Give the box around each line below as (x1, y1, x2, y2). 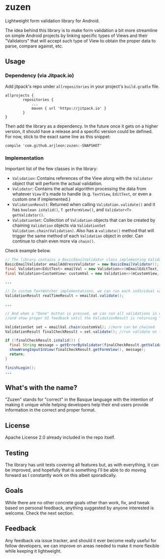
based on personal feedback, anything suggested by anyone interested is (5, 505, 154, 511)
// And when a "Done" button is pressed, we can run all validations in (5, 311, 157, 316)
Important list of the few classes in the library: (5, 166, 98, 172)
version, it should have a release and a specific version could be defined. (5, 128, 153, 134)
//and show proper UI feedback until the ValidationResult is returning (5, 315, 157, 320)
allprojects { (5, 93, 34, 98)
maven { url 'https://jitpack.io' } (31, 105, 107, 111)
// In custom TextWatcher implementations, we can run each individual (5, 289, 155, 294)
